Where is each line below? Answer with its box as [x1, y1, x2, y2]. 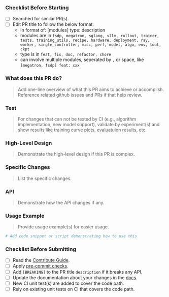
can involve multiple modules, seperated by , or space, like [20, 56, 144, 63]
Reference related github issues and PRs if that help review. [17, 92, 142, 98]
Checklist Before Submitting [5, 246, 77, 253]
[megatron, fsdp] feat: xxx [20, 63, 80, 68]
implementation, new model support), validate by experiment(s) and [17, 122, 160, 128]
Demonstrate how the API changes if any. [17, 199, 105, 205]
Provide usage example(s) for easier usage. [17, 224, 109, 230]
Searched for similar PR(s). [12, 16, 69, 22]
